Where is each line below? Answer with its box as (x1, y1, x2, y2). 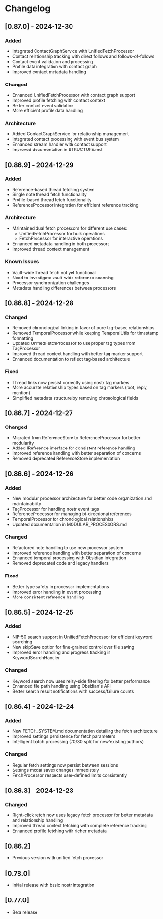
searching (12, 639, 33, 645)
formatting (12, 335, 33, 341)
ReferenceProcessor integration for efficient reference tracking (12, 202, 139, 208)
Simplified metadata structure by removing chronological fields (12, 395, 139, 401)
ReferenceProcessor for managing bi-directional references (12, 511, 132, 517)
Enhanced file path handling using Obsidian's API (12, 683, 111, 689)
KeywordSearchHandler (12, 655, 60, 661)
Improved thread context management (12, 246, 90, 252)
